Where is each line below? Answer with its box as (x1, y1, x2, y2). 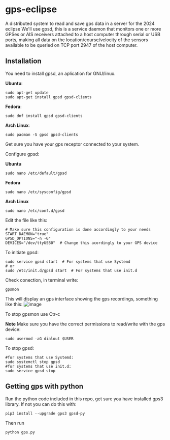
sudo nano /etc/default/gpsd (5, 171, 67, 176)
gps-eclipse (5, 4, 57, 15)
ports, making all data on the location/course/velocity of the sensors (5, 37, 148, 43)
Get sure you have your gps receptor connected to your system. (5, 141, 140, 147)
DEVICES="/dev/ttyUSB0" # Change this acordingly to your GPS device (5, 240, 158, 245)
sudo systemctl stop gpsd (5, 359, 60, 365)
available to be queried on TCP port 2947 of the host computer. (5, 42, 138, 48)
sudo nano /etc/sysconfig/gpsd (5, 189, 72, 195)
